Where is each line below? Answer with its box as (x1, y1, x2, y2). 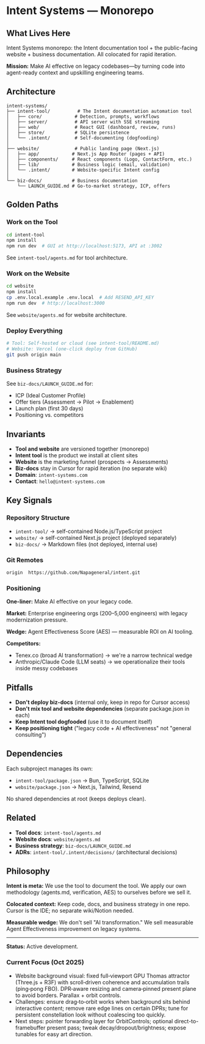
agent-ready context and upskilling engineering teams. (6, 69, 145, 76)
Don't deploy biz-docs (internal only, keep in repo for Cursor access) (15, 698, 190, 706)
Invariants (6, 429, 46, 440)
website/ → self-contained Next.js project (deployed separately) (15, 534, 177, 541)
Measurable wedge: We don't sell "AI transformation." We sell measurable (6, 919, 193, 926)
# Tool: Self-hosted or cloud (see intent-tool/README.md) (6, 340, 160, 347)
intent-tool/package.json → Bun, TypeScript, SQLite (15, 777, 149, 784)
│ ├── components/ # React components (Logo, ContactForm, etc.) (6, 156, 192, 162)
